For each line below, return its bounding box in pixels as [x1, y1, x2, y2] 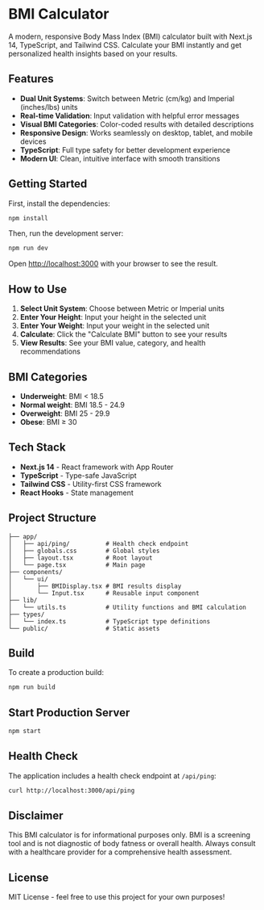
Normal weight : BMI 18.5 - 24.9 [19, 400, 125, 409]
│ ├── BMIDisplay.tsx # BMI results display [8, 582, 182, 590]
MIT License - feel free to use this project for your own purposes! [8, 892, 225, 902]
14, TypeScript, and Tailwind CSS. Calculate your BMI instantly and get [8, 40, 242, 49]
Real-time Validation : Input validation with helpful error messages [19, 111, 240, 120]
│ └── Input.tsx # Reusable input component [8, 589, 200, 598]
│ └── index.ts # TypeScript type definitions [8, 617, 211, 626]
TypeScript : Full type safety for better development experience [19, 145, 231, 154]
